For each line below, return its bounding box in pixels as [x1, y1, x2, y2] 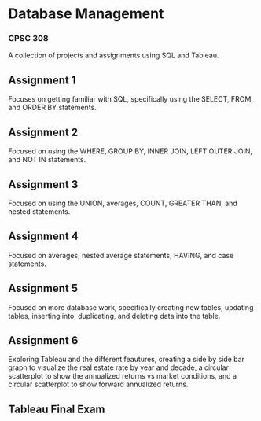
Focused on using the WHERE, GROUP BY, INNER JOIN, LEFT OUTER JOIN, [8, 146, 253, 156]
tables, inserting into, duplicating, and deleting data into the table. [8, 311, 221, 320]
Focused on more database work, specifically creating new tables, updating [8, 302, 254, 312]
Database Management [8, 5, 164, 23]
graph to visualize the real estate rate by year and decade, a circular [8, 363, 230, 372]
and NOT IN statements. [8, 155, 86, 164]
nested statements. [8, 206, 71, 216]
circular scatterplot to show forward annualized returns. [8, 379, 189, 390]
